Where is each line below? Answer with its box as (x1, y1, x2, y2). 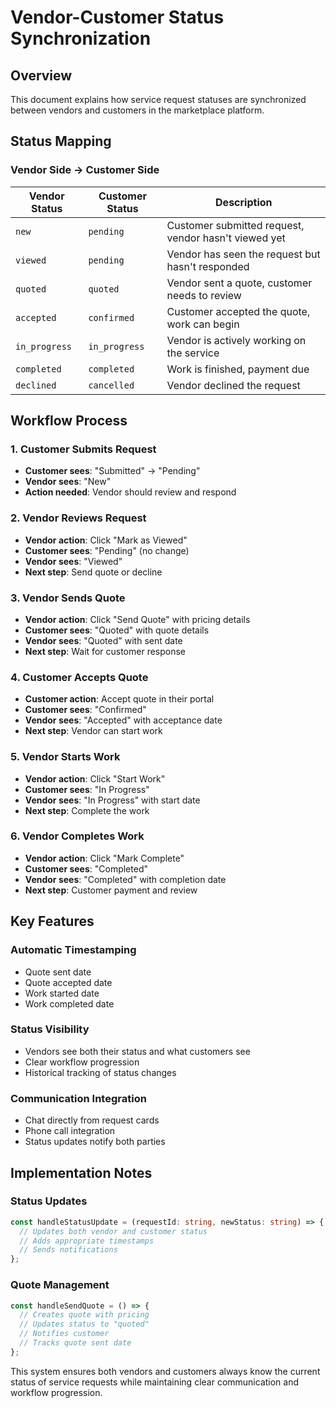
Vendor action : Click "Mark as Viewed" (24, 534, 188, 546)
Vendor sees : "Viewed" (24, 555, 123, 567)
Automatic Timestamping (10, 943, 137, 957)
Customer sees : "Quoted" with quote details (24, 624, 210, 636)
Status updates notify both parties (24, 1136, 166, 1148)
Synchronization (10, 27, 152, 50)
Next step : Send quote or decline (24, 566, 163, 578)
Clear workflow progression (24, 1056, 140, 1068)
